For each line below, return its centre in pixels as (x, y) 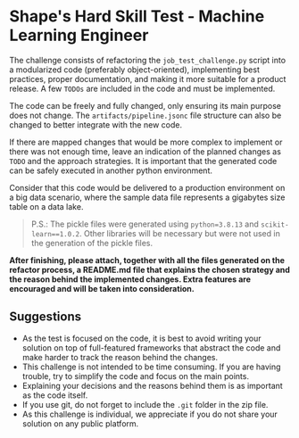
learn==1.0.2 (55, 234)
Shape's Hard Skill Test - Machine (137, 17)
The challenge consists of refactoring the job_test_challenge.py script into (148, 60)
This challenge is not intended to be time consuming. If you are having (151, 367)
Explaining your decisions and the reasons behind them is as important (152, 385)
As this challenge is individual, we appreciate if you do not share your (150, 414)
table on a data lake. (46, 206)
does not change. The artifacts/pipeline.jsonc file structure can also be (145, 115)
